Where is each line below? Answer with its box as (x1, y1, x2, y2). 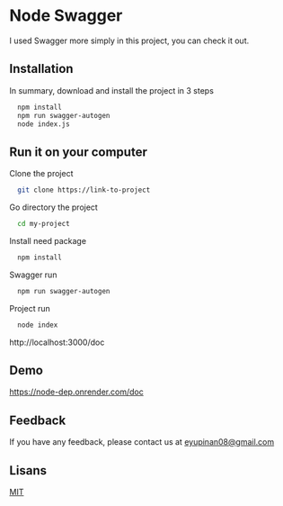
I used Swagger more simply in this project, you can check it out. (9, 35, 250, 46)
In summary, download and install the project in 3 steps (9, 85, 214, 95)
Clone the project (9, 168, 74, 179)
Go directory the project (9, 202, 99, 212)
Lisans (9, 463, 48, 478)
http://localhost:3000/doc (9, 337, 105, 348)
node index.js (17, 119, 70, 129)
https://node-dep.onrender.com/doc (9, 386, 144, 397)
